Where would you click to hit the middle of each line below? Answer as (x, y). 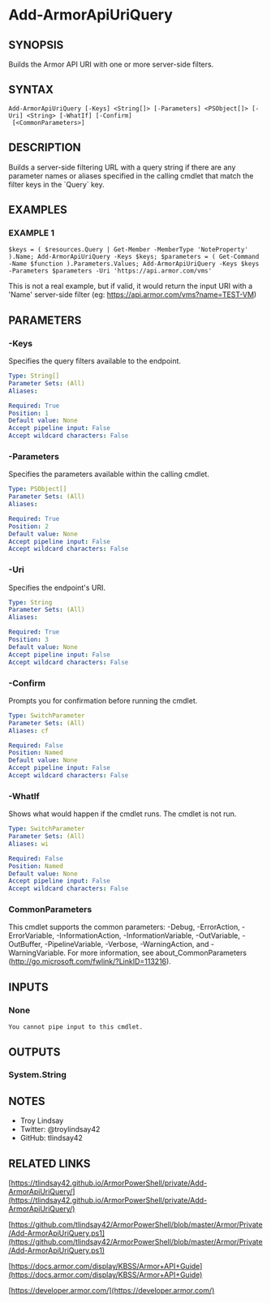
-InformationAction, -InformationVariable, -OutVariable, (148, 935)
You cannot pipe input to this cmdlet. (76, 1027)
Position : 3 (28, 640)
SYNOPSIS (36, 45)
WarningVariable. (37, 953)
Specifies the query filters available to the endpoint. (95, 361)
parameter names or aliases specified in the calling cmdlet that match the (131, 175)
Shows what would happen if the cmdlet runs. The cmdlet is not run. (123, 814)
